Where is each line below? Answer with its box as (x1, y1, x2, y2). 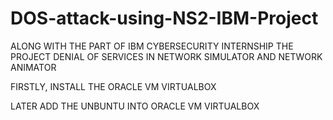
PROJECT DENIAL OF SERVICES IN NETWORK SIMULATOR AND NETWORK (10, 50, 323, 62)
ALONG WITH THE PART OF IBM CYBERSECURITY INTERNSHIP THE (10, 40, 294, 52)
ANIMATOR (10, 61, 57, 73)
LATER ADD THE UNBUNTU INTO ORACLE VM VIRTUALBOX (10, 100, 260, 112)
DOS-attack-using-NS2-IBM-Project (10, 7, 319, 30)
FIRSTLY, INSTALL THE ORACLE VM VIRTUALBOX (10, 80, 217, 92)
